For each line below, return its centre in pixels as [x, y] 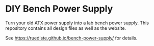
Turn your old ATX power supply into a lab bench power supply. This [77, 23]
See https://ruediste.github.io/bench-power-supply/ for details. [71, 38]
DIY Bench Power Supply [59, 9]
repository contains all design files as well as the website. [66, 28]
